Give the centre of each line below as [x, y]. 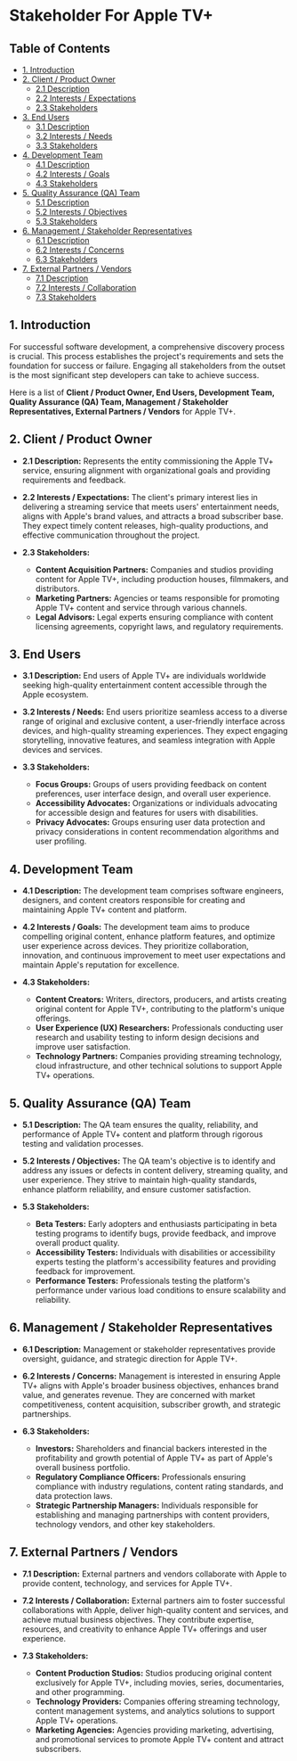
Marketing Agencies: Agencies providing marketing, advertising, [155, 1730]
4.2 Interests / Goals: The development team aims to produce [136, 927]
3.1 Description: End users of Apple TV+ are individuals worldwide [144, 676]
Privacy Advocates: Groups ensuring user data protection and [150, 822]
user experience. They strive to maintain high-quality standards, [140, 1180]
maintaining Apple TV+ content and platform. [104, 909]
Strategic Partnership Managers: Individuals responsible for [147, 1505]
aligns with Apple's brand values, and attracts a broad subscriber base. [153, 516]
